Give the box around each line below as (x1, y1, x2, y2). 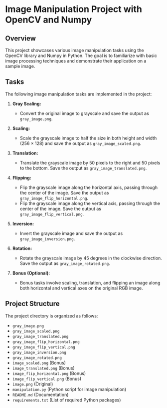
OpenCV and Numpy (5, 14, 92, 25)
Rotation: (12, 245, 32, 251)
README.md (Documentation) (12, 391, 69, 397)
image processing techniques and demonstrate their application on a (5, 58, 147, 63)
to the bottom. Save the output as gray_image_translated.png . (19, 165, 147, 171)
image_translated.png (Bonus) (12, 365, 75, 371)
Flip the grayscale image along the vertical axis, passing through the (19, 200, 161, 206)
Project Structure (5, 299, 60, 308)
